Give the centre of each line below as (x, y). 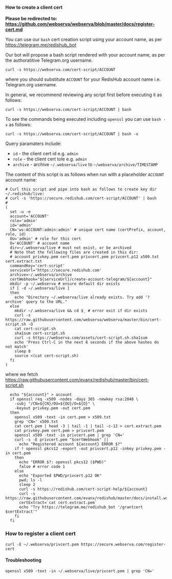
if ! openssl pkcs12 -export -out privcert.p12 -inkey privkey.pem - (90, 449)
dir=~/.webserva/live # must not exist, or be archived (71, 248)
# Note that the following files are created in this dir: (74, 252)
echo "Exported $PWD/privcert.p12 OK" (60, 476)
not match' (17, 347)
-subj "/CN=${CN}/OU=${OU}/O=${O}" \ (55, 404)
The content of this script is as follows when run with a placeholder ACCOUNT (85, 174)
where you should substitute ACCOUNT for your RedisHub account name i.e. (83, 79)
